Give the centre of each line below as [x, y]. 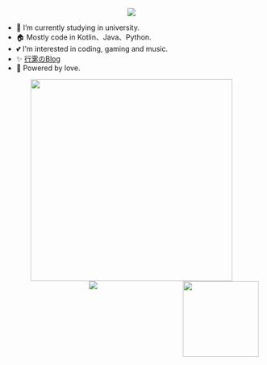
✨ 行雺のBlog [38, 59]
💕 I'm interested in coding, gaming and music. [92, 49]
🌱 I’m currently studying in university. [77, 27]
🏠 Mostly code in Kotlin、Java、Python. [83, 37]
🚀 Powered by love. [48, 68]
